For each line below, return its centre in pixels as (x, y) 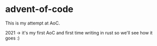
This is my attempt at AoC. (33, 23)
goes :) (13, 38)
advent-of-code (40, 9)
